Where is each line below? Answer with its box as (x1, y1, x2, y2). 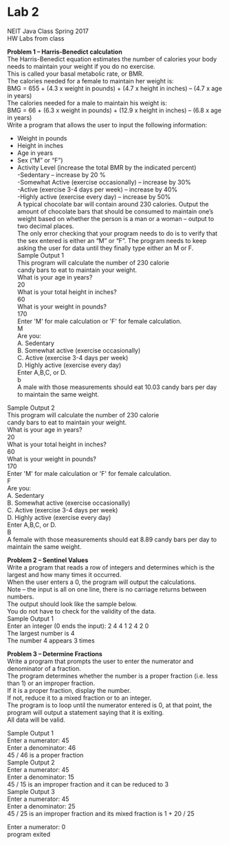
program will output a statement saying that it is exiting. (7, 708, 164, 716)
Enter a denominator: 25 (7, 802, 76, 810)
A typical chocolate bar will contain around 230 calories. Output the (17, 200, 209, 208)
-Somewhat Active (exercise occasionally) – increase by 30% (17, 178, 191, 186)
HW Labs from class (7, 34, 65, 42)
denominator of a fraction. (7, 664, 81, 672)
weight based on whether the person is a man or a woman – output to (17, 214, 215, 222)
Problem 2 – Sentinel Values (7, 556, 89, 564)
